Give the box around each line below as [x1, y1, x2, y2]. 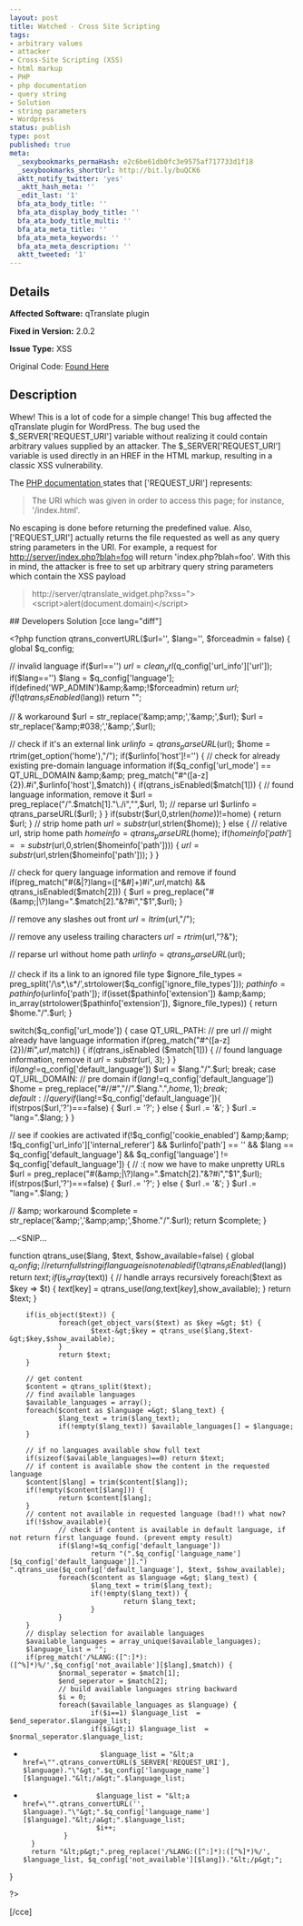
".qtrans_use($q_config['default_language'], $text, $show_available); [9, 1566, 286, 1575]
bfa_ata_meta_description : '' [17, 242, 132, 251]
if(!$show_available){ [25, 1518, 112, 1527]
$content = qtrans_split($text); [25, 1382, 152, 1392]
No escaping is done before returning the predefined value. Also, [9, 522, 252, 533]
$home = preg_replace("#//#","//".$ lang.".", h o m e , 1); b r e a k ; [9, 1083, 228, 1094]
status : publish [9, 124, 71, 133]
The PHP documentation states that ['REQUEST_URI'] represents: [9, 477, 253, 488]
